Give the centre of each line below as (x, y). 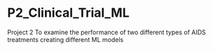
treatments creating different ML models (66, 39)
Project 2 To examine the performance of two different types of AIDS (107, 32)
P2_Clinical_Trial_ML (68, 13)
